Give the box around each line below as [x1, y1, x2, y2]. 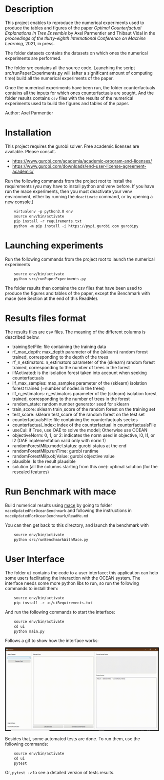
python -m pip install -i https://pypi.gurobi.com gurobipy [14, 223, 139, 229]
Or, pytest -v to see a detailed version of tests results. [5, 769, 115, 775]
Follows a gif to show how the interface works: [5, 637, 99, 644]
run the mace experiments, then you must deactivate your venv [5, 188, 133, 194]
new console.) [5, 199, 34, 205]
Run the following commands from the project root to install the [5, 178, 132, 184]
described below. [5, 334, 40, 340]
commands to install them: [5, 585, 59, 591]
